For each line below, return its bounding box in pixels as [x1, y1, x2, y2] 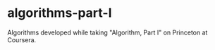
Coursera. [7, 35, 37, 44]
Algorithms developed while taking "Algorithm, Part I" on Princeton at [7, 28, 208, 37]
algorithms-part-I [7, 5, 112, 21]
